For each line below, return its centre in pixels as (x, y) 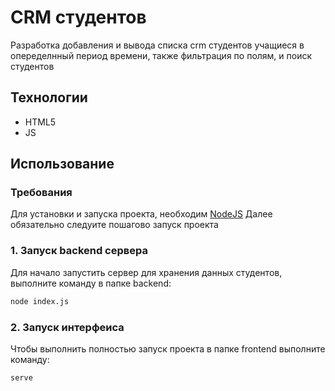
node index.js (40, 301)
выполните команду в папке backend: (91, 283)
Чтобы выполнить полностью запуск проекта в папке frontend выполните (168, 348)
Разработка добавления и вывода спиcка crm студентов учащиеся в (157, 45)
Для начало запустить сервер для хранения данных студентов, (146, 272)
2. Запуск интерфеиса (67, 327)
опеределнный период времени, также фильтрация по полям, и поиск (161, 55)
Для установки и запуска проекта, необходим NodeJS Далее (141, 214)
